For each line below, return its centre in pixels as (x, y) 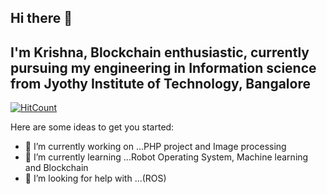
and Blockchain (56, 168)
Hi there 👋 (41, 18)
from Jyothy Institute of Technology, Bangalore (160, 83)
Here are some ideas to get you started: (92, 127)
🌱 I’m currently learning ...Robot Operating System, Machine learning (166, 157)
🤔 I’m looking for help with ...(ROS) (95, 178)
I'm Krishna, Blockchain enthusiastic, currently (160, 52)
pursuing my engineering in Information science (163, 67)
